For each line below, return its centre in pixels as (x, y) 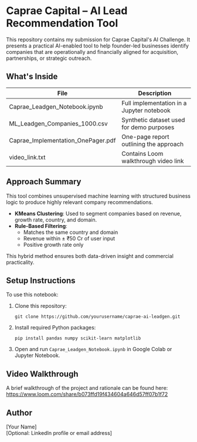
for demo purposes (148, 127)
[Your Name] (21, 427)
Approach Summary (44, 182)
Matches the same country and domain (71, 232)
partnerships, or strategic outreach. (49, 58)
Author (19, 412)
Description (155, 93)
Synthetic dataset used (153, 120)
